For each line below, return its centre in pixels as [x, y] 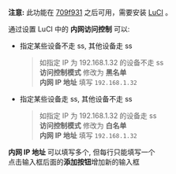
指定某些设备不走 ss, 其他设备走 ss [76, 46]
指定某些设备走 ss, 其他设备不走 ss [76, 99]
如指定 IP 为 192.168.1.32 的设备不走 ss [101, 63]
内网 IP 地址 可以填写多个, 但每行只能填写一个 [82, 152]
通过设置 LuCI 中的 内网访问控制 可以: [69, 29]
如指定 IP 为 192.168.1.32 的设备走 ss [98, 116]
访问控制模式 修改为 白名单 [83, 126]
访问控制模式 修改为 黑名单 [83, 72]
